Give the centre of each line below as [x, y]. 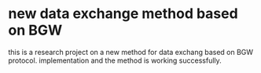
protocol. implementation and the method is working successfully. [115, 60]
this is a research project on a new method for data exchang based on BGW [131, 52]
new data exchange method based [123, 14]
